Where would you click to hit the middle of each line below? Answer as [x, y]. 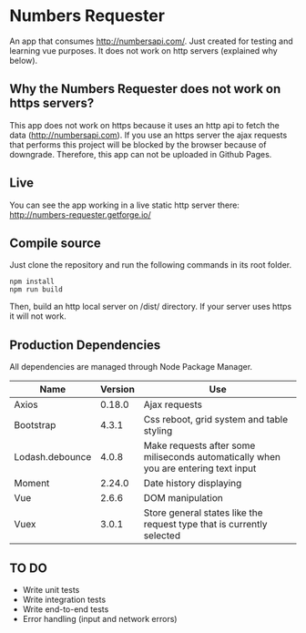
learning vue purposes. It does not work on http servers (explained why [143, 50]
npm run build [36, 290]
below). [24, 60]
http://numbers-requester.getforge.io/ [81, 214]
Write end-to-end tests [66, 609]
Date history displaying [193, 484]
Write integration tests [64, 599]
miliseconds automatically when [212, 457]
